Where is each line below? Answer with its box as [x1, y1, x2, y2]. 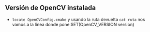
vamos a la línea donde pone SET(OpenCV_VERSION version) [12, 21, 135, 27]
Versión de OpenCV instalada [5, 4, 96, 12]
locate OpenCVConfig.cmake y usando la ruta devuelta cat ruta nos [12, 16, 145, 22]
